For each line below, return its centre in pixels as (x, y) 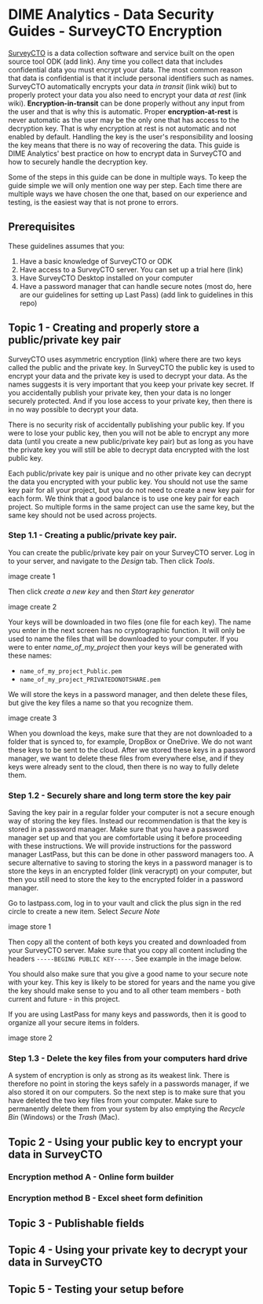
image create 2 (33, 606)
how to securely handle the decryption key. (78, 161)
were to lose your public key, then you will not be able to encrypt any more (129, 433)
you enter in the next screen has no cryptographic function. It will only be (127, 630)
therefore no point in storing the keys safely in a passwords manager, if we (129, 1084)
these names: (30, 655)
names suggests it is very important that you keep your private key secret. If (131, 384)
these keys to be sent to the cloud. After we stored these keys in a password (132, 750)
